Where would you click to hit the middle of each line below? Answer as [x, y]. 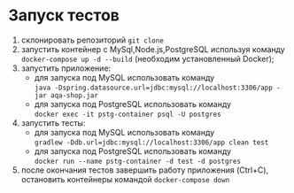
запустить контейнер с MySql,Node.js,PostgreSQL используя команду [153, 49]
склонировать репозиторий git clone [93, 40]
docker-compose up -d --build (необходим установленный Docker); [148, 58]
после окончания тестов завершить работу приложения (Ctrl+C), [145, 170]
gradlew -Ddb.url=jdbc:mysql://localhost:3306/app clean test [151, 143]
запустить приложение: [66, 68]
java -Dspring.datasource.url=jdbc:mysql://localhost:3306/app [154, 88]
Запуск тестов [64, 15]
